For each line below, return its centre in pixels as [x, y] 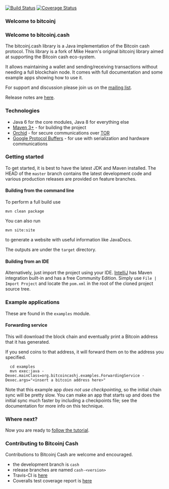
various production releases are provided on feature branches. [71, 179]
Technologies [22, 111]
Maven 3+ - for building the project [49, 127]
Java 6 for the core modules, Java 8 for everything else [71, 122]
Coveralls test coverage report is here [52, 481]
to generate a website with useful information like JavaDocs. [69, 240]
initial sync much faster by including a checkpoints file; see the [71, 400]
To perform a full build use [33, 202]
